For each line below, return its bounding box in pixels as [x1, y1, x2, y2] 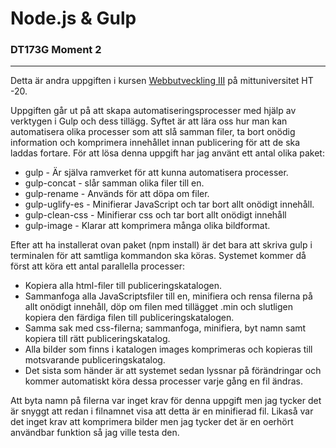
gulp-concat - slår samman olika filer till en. [24, 177, 205, 189]
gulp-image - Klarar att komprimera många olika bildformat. [24, 220, 271, 232]
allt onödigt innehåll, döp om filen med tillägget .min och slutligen [24, 301, 294, 313]
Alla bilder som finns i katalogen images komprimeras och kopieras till [24, 343, 313, 356]
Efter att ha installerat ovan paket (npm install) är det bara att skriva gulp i [10, 239, 313, 251]
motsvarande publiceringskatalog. [24, 354, 166, 366]
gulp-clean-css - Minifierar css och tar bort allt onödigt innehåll [24, 209, 287, 221]
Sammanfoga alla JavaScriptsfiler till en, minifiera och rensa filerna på [24, 290, 313, 302]
